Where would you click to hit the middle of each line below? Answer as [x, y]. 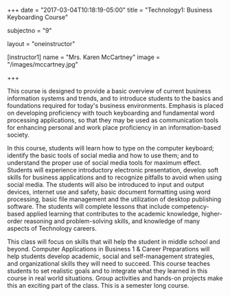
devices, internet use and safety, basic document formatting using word [109, 192]
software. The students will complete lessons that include [89, 206]
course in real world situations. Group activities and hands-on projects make [115, 278]
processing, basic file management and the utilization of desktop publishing [114, 199]
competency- [190, 206]
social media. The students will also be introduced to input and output [106, 184]
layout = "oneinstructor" [41, 44]
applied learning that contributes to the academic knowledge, [113, 214]
